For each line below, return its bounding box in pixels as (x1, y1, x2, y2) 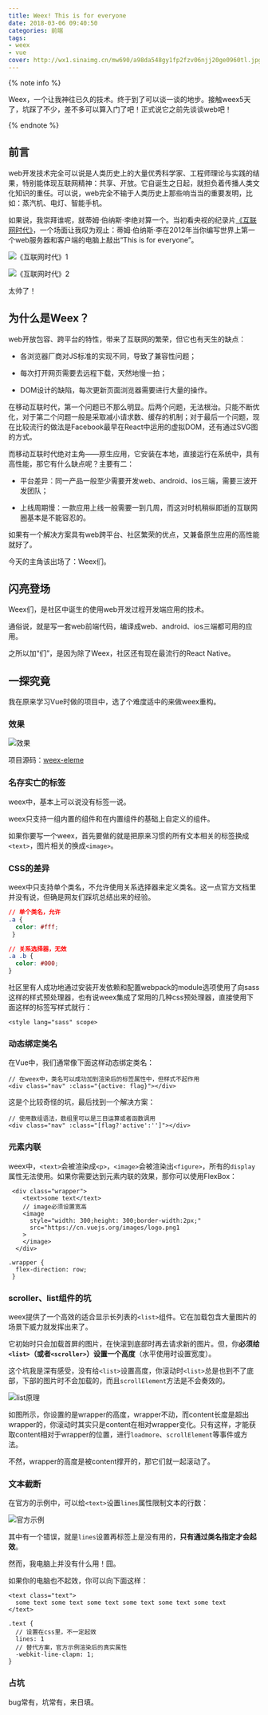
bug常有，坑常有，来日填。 (8, 1697, 98, 1707)
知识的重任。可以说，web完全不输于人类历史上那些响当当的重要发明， (14, 188, 246, 198)
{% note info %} (8, 77, 61, 88)
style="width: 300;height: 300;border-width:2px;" (29, 1216, 202, 1224)
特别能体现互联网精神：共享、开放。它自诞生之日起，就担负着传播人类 (22, 178, 253, 187)
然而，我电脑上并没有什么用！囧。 (8, 1559, 120, 1568)
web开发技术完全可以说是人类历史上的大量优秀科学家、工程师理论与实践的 (8, 168, 253, 178)
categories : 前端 (8, 26, 64, 34)
